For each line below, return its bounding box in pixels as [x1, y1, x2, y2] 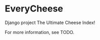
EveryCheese [5, 3, 63, 14]
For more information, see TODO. [5, 29, 74, 35]
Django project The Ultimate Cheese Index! [5, 19, 95, 25]
